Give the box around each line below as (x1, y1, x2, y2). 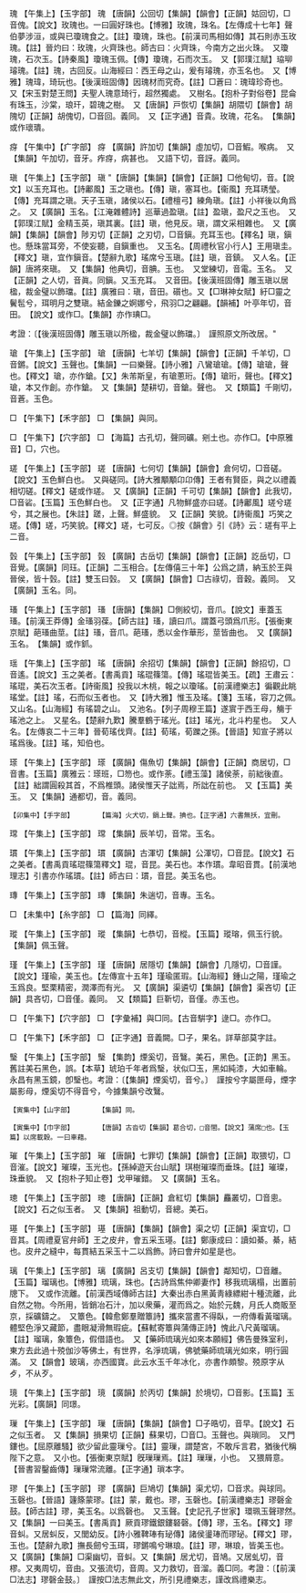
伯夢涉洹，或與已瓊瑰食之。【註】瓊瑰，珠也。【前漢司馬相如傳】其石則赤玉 (9, 31, 289, 41)
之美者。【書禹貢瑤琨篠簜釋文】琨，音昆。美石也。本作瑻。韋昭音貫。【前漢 (9, 859, 289, 869)
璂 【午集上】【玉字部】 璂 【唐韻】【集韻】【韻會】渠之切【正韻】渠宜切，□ (9, 1223, 291, 1234)
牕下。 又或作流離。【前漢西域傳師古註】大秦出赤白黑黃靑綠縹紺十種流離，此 (9, 1288, 297, 1298)
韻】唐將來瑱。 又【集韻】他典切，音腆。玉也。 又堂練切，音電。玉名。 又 (9, 264, 293, 274)
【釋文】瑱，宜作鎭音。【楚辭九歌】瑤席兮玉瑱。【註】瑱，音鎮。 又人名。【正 (9, 252, 297, 263)
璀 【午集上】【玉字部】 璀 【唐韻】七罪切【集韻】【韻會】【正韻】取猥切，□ (9, 1150, 291, 1161)
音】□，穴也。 (9, 443, 66, 454)
